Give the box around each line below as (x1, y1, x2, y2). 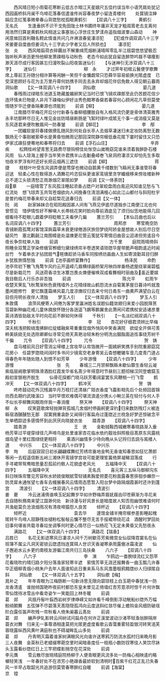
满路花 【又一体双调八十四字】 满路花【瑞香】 (13, 529, 119, 534)
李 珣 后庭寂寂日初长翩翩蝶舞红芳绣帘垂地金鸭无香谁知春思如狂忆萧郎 (5, 449, 157, 454)
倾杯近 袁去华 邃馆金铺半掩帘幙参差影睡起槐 (13, 510, 157, 516)
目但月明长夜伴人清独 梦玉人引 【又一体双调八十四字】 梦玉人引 (5, 294, 157, 300)
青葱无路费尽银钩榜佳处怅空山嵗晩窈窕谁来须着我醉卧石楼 (40, 146, 157, 152)
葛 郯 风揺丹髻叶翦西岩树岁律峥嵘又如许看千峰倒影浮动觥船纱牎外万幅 (5, 597, 157, 602)
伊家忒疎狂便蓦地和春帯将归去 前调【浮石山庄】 (5, 140, 108, 146)
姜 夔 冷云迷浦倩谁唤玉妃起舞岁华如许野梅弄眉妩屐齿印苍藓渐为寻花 (5, 492, 153, 497)
